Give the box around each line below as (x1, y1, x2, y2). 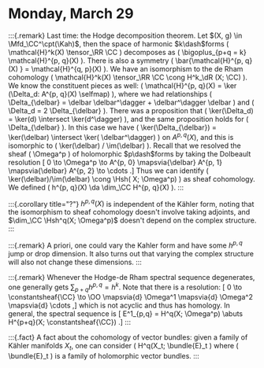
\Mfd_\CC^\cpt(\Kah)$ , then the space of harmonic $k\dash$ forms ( (8, 39, 229, 48)
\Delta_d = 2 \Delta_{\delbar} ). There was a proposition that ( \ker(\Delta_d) (8, 105, 254, 115)
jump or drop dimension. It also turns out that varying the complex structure (8, 248, 255, 258)
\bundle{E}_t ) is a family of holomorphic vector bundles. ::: (8, 351, 199, 361)
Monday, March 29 (8, 5, 134, 23)
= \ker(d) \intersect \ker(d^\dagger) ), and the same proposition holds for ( (8, 114, 249, 123)
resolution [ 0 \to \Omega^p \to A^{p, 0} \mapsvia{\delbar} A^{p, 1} (8, 157, 223, 167)
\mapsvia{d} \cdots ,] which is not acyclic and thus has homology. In (8, 300, 231, 311)
